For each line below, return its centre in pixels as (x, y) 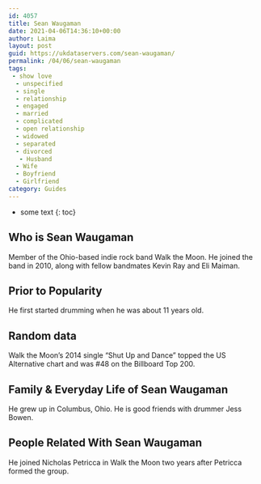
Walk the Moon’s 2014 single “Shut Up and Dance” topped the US (117, 355)
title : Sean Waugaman (45, 23)
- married (32, 114)
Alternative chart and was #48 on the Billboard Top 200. (102, 364)
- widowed (32, 136)
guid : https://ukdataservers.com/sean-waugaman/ (92, 53)
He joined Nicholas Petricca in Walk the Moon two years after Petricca (125, 462)
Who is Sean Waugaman (71, 238)
